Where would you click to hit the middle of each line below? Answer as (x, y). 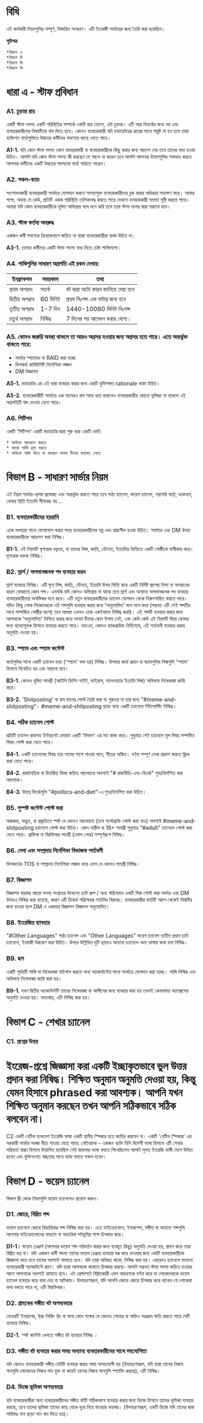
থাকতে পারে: (19, 345)
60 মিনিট (50, 299)
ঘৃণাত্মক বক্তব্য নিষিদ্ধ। (25, 556)
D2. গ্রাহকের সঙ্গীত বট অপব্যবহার (39, 1303)
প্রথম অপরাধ (21, 290)
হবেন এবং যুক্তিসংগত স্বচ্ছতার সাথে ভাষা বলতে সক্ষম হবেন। (56, 1156)
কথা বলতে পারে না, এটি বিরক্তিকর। (36, 1287)
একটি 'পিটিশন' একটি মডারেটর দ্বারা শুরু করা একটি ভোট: (54, 431)
